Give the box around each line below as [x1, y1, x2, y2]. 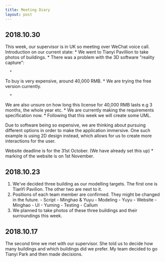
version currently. [5, 83, 41, 89]
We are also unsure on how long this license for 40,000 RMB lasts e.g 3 [5, 102, 152, 108]
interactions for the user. [5, 138, 56, 144]
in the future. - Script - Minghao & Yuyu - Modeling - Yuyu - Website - [12, 197, 157, 203]
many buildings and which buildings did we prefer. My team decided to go [5, 245, 157, 251]
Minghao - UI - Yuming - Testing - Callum [12, 202, 98, 208]
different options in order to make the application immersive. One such [5, 127, 150, 133]
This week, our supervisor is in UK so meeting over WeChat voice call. [5, 43, 150, 50]
